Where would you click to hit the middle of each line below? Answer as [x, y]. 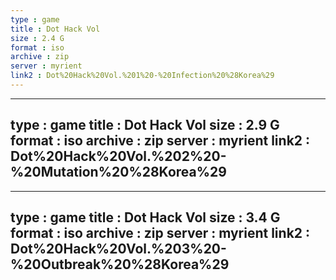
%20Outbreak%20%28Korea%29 [120, 264]
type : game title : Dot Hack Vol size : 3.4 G [145, 217]
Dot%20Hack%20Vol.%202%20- [118, 156]
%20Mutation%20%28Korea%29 [118, 172]
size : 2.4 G [37, 38]
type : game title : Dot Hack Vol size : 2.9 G [145, 125]
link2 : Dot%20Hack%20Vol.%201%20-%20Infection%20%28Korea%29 [142, 76]
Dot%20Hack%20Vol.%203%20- [118, 249]
